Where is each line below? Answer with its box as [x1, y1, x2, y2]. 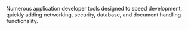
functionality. [6, 18, 39, 24]
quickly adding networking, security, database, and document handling [6, 11, 181, 18]
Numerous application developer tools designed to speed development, [6, 5, 183, 12]
